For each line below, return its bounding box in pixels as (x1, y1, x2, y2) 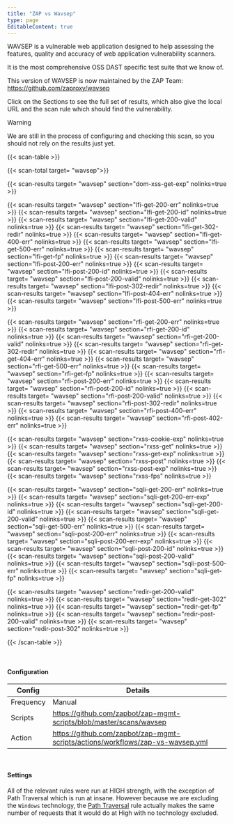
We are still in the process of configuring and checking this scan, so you (7, 132, 214, 140)
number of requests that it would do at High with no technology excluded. (7, 809, 219, 817)
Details (125, 685, 150, 695)
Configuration (7, 667, 49, 676)
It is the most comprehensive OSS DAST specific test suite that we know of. (7, 63, 224, 72)
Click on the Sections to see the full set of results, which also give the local (7, 98, 222, 106)
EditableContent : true (7, 23, 73, 30)
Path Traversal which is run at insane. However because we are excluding (7, 793, 219, 802)
